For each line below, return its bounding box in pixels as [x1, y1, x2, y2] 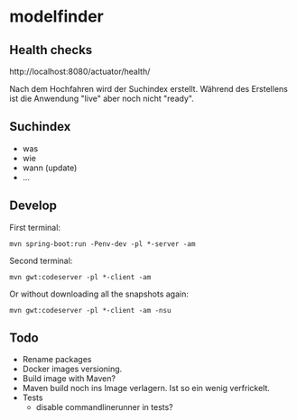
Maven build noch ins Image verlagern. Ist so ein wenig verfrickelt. [22, 383, 271, 394]
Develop [9, 198, 57, 214]
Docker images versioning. [22, 363, 123, 375]
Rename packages [22, 354, 92, 365]
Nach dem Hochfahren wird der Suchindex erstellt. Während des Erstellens [9, 84, 289, 94]
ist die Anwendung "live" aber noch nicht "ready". [9, 93, 194, 104]
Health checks [9, 42, 93, 58]
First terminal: [9, 222, 61, 233]
